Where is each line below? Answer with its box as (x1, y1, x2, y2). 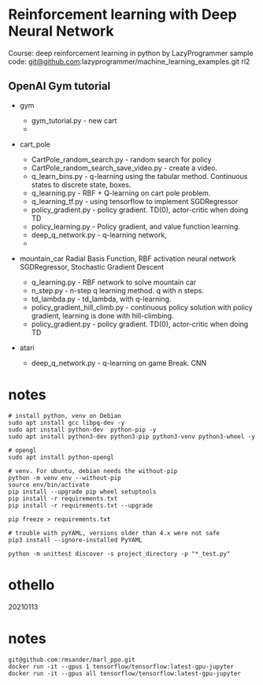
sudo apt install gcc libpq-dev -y (8, 419, 125, 426)
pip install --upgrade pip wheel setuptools (8, 487, 157, 496)
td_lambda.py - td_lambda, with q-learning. (31, 294, 172, 303)
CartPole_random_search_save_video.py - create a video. (31, 163, 218, 173)
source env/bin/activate (8, 481, 90, 489)
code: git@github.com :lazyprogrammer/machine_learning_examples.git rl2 (8, 57, 250, 66)
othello (8, 575, 55, 594)
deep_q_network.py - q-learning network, (31, 230, 167, 240)
